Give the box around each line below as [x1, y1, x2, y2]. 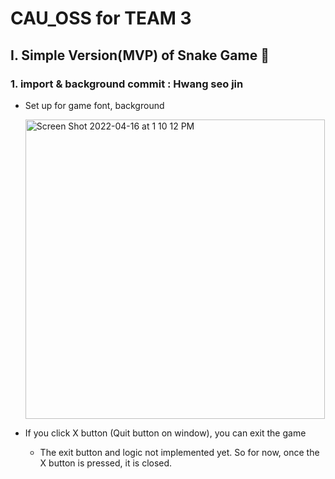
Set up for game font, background [24, 99, 165, 111]
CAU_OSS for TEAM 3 [10, 7, 192, 30]
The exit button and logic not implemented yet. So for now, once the [39, 446, 320, 458]
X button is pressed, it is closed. [39, 457, 173, 469]
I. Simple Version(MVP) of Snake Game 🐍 [10, 47, 270, 64]
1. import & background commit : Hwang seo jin [10, 77, 244, 91]
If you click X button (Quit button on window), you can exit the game [24, 427, 307, 439]
